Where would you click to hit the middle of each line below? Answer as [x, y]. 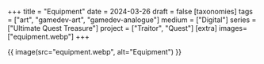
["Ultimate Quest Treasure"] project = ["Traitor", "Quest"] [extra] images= [127, 28]
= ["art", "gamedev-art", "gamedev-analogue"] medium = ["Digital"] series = [132, 20]
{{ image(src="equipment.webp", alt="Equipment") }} [95, 52]
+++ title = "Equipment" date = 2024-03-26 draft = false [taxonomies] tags [130, 11]
